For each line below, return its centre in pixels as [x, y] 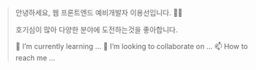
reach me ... [35, 58]
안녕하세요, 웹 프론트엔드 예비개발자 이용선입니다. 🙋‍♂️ [99, 12]
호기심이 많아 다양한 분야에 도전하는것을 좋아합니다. [96, 30]
